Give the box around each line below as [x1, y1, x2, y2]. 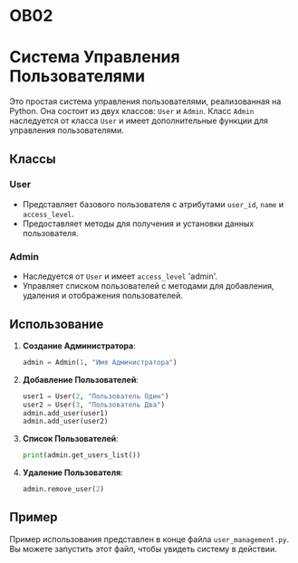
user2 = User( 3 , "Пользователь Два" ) [22, 400, 166, 409]
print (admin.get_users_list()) [22, 451, 141, 460]
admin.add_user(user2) [22, 417, 109, 426]
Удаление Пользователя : [22, 467, 124, 478]
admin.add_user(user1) [22, 408, 109, 417]
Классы [9, 151, 56, 167]
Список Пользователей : [22, 434, 120, 444]
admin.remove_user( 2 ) [22, 485, 104, 494]
